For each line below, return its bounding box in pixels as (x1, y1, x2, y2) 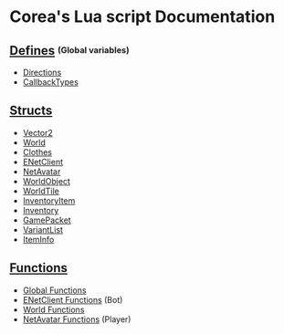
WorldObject (22, 175, 71, 186)
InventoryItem (22, 194, 76, 206)
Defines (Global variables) (9, 43, 130, 58)
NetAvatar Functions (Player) (22, 313, 131, 325)
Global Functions (22, 285, 87, 296)
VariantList (22, 224, 64, 235)
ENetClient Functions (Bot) (22, 294, 123, 305)
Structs (9, 103, 53, 119)
